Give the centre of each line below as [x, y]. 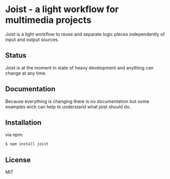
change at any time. [26, 73]
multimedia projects [48, 20]
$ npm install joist [27, 144]
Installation [23, 122]
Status [16, 56]
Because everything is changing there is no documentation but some [77, 101]
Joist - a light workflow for [62, 9]
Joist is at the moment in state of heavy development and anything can [79, 67]
